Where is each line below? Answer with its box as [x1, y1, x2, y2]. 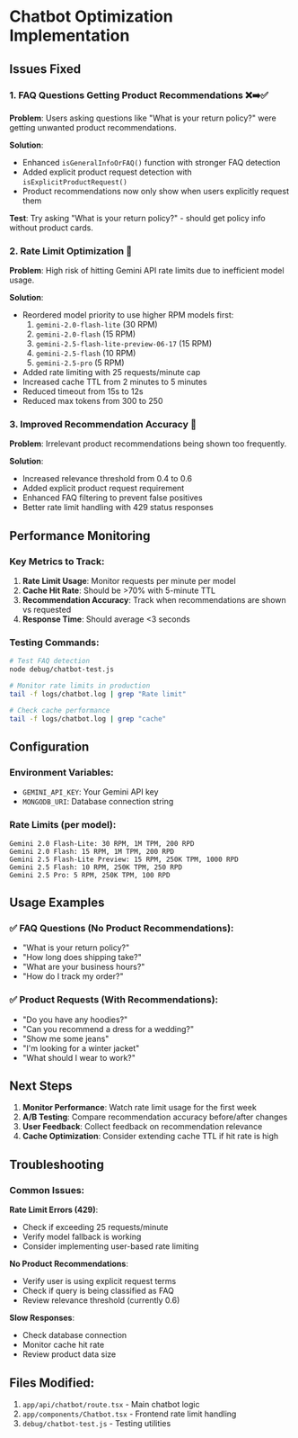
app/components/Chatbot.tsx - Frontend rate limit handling [22, 1408, 237, 1419]
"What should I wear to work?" [22, 1052, 136, 1063]
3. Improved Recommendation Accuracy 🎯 [9, 418, 197, 431]
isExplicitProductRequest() [22, 177, 127, 186]
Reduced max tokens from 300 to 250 [22, 396, 163, 407]
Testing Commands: [9, 636, 100, 649]
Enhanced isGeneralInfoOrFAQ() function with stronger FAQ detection [22, 157, 281, 167]
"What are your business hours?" [22, 961, 145, 973]
